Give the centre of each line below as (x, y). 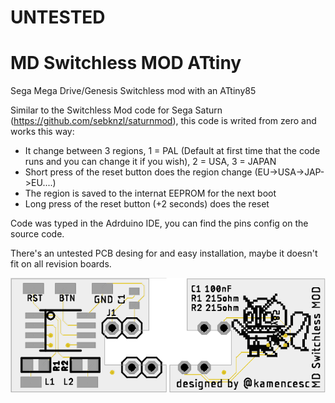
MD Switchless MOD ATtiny (126, 63)
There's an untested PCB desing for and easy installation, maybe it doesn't (164, 253)
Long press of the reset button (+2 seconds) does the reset (147, 204)
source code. (37, 234)
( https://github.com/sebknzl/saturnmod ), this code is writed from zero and (163, 121)
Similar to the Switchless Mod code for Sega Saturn (116, 110)
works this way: (42, 132)
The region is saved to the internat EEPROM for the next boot (150, 193)
